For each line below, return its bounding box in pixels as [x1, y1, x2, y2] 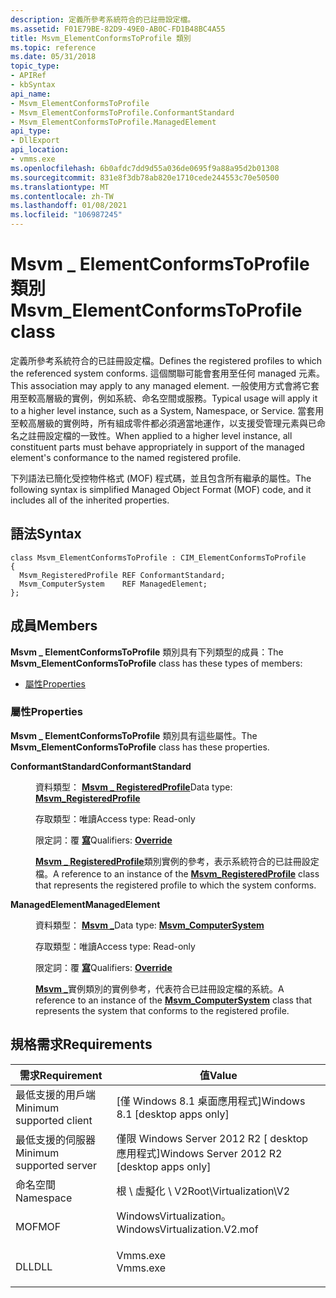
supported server [15, 1158, 97, 1172]
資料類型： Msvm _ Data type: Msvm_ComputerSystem [35, 919, 265, 931]
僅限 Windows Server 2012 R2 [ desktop [116, 1131, 309, 1145]
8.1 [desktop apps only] [116, 1107, 230, 1121]
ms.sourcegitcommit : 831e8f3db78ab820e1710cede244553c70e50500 [10, 172, 280, 183]
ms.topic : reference [10, 42, 97, 53]
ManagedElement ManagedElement [10, 898, 161, 910]
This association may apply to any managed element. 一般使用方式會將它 [10, 379, 311, 391]
